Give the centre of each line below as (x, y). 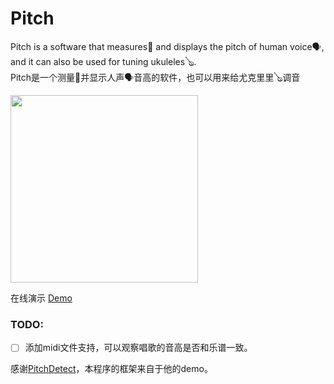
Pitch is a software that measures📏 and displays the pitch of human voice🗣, (167, 46)
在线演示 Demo (41, 298)
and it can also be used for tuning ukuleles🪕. (103, 61)
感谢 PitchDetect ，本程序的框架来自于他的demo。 (111, 369)
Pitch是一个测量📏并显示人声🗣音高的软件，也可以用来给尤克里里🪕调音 (155, 77)
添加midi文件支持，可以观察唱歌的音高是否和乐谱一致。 (138, 348)
